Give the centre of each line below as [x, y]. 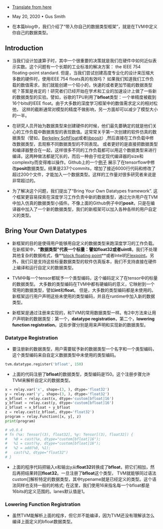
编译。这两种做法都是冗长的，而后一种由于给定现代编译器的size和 [78, 156]
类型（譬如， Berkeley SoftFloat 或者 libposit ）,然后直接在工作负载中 [83, 138]
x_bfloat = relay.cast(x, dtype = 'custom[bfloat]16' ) [59, 398]
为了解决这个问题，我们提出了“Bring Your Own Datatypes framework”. [82, 191]
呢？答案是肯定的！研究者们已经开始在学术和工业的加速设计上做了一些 [82, 91]
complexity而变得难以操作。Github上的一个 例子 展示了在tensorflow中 [81, 162]
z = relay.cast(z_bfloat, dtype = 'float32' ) [50, 412]
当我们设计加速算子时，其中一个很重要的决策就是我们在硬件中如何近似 [82, 60]
